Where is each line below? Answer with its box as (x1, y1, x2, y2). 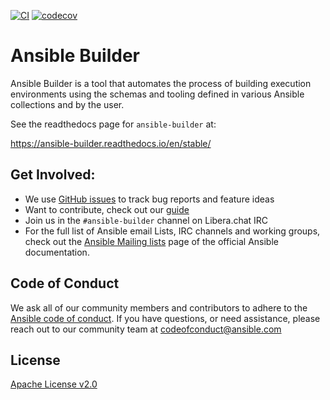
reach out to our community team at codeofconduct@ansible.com (10, 323, 282, 335)
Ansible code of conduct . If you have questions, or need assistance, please (10, 312, 321, 324)
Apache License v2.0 (10, 378, 98, 390)
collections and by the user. (10, 98, 125, 110)
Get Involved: (10, 166, 96, 184)
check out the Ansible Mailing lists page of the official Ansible (24, 235, 279, 247)
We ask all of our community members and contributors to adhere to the (10, 301, 308, 314)
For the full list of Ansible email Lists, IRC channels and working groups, (24, 225, 321, 237)
